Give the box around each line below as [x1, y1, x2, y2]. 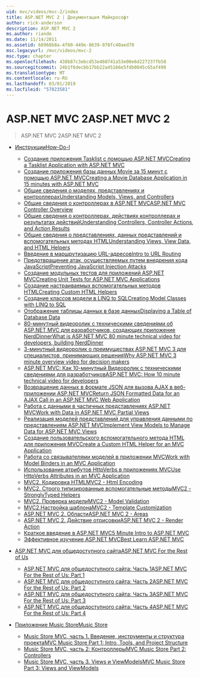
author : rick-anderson [6, 20, 62, 26]
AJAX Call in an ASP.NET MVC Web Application [23, 396, 140, 403]
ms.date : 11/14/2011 [6, 36, 58, 42]
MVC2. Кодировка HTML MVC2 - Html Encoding [23, 478, 143, 485]
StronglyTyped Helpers [23, 491, 80, 498]
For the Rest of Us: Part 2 [23, 584, 86, 591]
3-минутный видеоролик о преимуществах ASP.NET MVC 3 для [23, 345, 186, 352]
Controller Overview [23, 205, 73, 213]
